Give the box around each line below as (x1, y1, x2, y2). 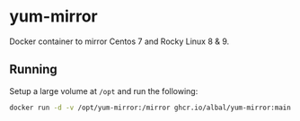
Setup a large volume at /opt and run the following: (9, 85, 199, 96)
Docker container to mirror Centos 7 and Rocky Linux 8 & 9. (9, 36, 230, 47)
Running (9, 62, 58, 77)
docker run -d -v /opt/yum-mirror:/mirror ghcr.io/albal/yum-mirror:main (9, 103, 292, 112)
